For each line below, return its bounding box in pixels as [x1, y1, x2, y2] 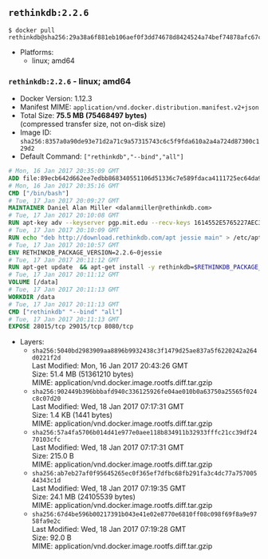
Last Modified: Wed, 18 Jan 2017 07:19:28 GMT [31, 525, 187, 534]
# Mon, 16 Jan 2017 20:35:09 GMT [8, 167, 120, 175]
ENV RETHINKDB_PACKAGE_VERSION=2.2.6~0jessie [8, 248, 162, 257]
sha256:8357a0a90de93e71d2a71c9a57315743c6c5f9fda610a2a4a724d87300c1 [19, 138, 260, 146]
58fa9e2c [31, 518, 61, 526]
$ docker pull [8, 26, 56, 34]
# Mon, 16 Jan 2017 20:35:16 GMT [8, 182, 120, 190]
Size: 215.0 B [31, 451, 74, 461]
